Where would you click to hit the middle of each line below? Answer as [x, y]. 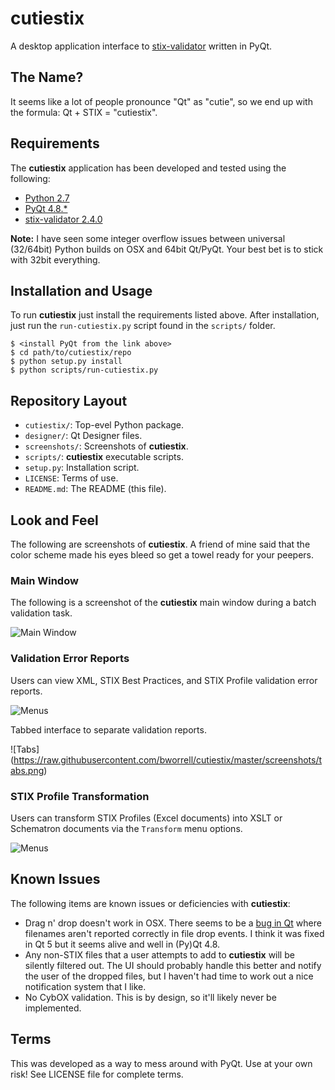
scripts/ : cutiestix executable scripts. [104, 457]
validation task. [41, 613]
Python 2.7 [47, 198]
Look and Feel [54, 520]
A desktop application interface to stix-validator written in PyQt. [141, 46]
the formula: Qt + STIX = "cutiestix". [84, 112]
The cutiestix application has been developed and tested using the [148, 168]
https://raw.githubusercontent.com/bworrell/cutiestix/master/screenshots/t [168, 759]
